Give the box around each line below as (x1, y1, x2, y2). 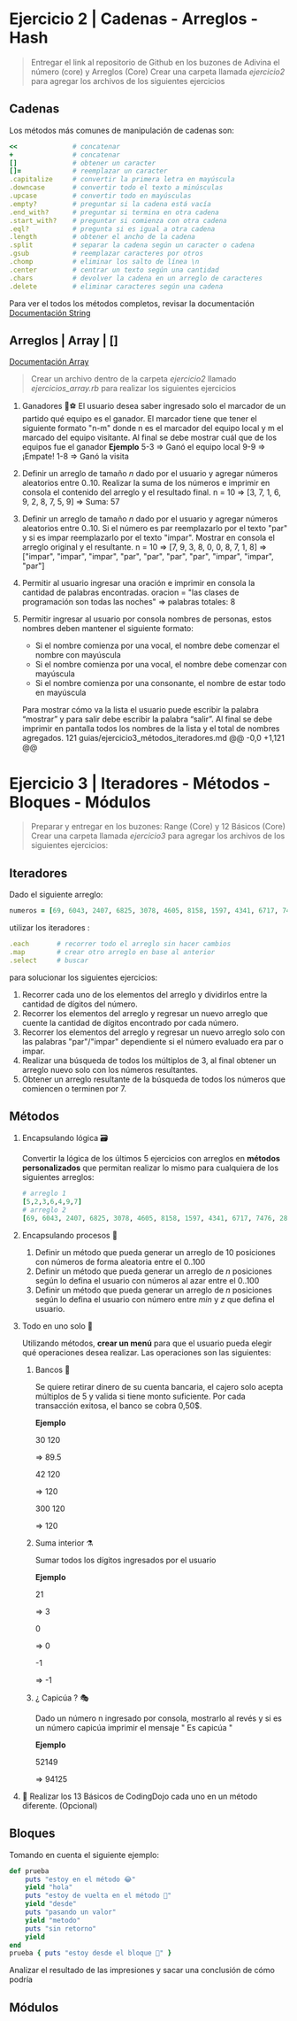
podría (9, 1974, 34, 1985)
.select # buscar (9, 956, 89, 965)
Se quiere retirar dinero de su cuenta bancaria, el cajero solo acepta (34, 1381, 284, 1392)
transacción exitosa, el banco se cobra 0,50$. (34, 1400, 202, 1411)
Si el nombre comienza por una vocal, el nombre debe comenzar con (34, 660, 287, 670)
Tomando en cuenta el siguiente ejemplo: (9, 1849, 160, 1860)
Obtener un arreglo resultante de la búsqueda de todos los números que (21, 1074, 286, 1084)
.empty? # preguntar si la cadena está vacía (9, 199, 212, 208)
